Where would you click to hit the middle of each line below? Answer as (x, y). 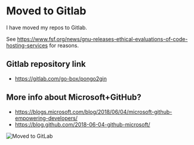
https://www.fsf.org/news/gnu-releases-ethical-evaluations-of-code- (102, 39)
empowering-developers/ (46, 118)
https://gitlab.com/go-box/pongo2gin (61, 78)
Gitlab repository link (46, 64)
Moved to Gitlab (46, 11)
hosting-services (27, 45)
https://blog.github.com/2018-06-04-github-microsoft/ (82, 124)
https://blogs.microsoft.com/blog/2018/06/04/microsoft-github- (93, 112)
